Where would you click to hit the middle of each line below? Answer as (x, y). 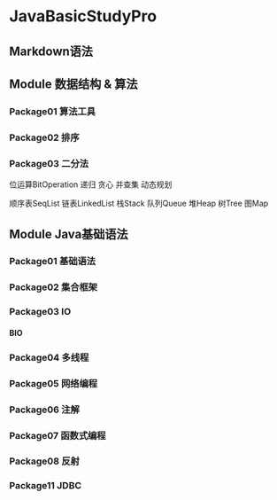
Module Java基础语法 (69, 234)
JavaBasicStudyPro (83, 16)
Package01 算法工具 (52, 111)
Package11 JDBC (46, 486)
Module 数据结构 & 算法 (73, 84)
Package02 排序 (44, 137)
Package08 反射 (44, 461)
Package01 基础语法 (52, 262)
